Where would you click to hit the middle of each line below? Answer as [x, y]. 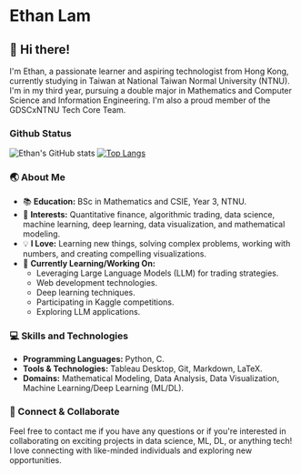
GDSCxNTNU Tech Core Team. [68, 110]
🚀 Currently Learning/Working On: [89, 263]
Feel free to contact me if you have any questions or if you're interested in [148, 431]
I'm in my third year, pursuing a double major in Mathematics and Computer [151, 91]
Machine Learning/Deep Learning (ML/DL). [103, 388]
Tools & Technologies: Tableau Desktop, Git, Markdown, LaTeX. [142, 368]
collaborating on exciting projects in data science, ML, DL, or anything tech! [151, 441]
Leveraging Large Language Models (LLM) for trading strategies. [157, 273]
